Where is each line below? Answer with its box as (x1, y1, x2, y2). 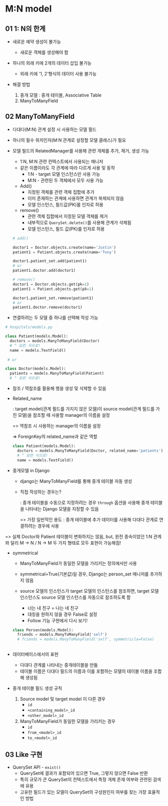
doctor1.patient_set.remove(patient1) (12, 296, 94, 301)
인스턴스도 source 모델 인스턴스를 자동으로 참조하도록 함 (20, 594, 131, 600)
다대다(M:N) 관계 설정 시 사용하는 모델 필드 (12, 126, 97, 132)
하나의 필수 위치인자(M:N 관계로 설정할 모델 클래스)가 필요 (12, 137, 126, 143)
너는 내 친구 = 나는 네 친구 (27, 605, 79, 611)
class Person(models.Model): (12, 627, 74, 632)
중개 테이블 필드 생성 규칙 (12, 685, 63, 691)
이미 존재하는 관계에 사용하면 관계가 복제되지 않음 (27, 195, 124, 201)
